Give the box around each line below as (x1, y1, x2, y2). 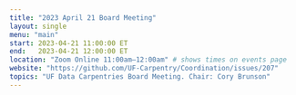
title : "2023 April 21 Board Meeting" (9, 13, 157, 23)
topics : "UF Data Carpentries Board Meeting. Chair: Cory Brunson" (9, 72, 271, 81)
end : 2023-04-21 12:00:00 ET (9, 47, 128, 56)
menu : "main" (9, 30, 59, 39)
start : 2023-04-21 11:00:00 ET (9, 38, 128, 48)
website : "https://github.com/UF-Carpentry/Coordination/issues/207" (9, 64, 280, 73)
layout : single (9, 22, 67, 31)
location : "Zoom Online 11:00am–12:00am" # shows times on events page (9, 55, 287, 64)
